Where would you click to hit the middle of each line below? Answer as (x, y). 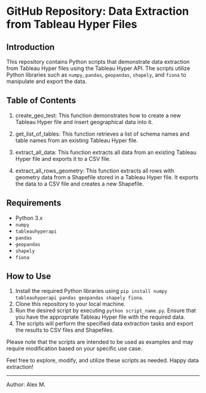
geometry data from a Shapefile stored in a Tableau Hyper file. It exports (107, 177)
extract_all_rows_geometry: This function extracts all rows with (95, 171)
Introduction (31, 47)
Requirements (34, 203)
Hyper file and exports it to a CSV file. (63, 158)
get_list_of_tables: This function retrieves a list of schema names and (102, 134)
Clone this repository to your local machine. (70, 304)
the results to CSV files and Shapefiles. (65, 330)
